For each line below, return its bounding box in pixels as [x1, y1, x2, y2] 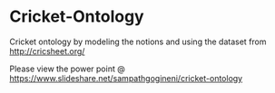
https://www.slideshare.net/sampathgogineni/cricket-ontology [9, 72, 243, 83]
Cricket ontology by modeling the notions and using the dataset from [9, 36, 267, 47]
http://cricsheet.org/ [9, 45, 85, 56]
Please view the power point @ [9, 63, 125, 74]
